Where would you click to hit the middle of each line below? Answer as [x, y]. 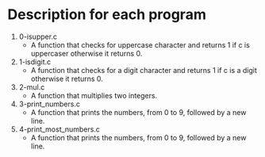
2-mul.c [32, 87]
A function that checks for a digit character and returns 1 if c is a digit [144, 70]
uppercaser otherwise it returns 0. [86, 53]
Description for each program [107, 15]
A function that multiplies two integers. [94, 95]
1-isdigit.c [35, 62]
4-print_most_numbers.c [60, 129]
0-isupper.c [38, 36]
